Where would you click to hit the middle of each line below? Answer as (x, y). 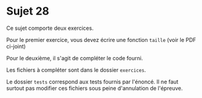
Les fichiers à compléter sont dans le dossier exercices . (76, 70)
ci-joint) (16, 46)
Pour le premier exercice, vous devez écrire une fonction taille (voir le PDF (101, 40)
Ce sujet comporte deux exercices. (50, 28)
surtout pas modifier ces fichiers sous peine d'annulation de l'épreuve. (95, 88)
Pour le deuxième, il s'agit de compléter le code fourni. (75, 58)
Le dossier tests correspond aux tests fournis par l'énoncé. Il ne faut (93, 82)
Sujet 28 (28, 11)
